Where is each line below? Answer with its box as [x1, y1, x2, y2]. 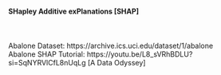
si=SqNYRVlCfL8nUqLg [8, 58, 86, 68]
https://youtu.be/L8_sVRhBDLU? [86, 49, 193, 59]
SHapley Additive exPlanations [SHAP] [8, 6, 140, 16]
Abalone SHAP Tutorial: [8, 49, 85, 59]
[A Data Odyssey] [87, 58, 146, 68]
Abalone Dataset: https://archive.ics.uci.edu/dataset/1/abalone [8, 41, 214, 51]
